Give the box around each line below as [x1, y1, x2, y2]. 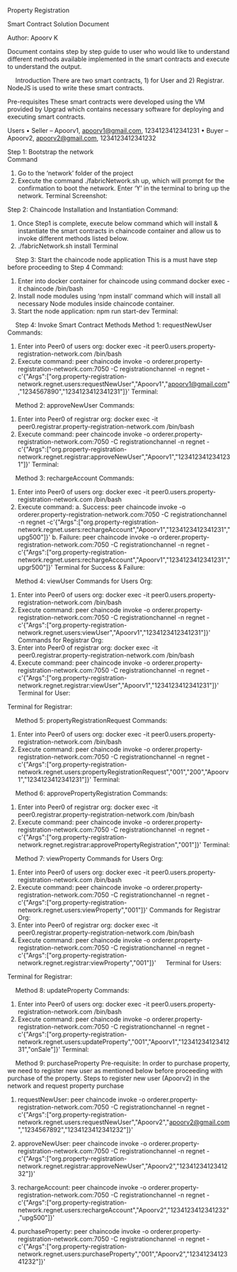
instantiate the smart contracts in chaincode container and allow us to [17, 227, 221, 235]
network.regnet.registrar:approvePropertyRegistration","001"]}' [17, 841, 202, 849]
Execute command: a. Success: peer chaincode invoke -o [17, 503, 186, 511]
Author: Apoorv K [7, 33, 59, 42]
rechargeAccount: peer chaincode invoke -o [17, 1183, 147, 1192]
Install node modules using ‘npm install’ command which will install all [17, 292, 221, 300]
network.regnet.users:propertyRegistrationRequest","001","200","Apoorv [17, 768, 229, 776]
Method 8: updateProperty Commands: [15, 986, 129, 994]
